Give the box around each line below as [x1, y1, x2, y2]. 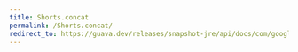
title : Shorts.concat [9, 12, 90, 22]
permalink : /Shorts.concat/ [9, 21, 114, 30]
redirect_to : [9, 29, 58, 38]
